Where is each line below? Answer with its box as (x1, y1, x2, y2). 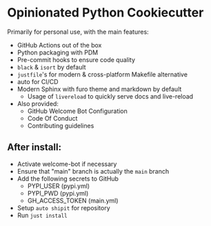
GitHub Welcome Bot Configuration (27, 107, 128, 115)
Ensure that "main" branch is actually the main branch (17, 167, 170, 175)
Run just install (17, 211, 68, 219)
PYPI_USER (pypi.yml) (27, 181, 90, 190)
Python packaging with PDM (17, 48, 99, 56)
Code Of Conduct (27, 114, 78, 122)
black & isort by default (17, 63, 86, 71)
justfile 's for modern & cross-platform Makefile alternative (17, 70, 188, 79)
